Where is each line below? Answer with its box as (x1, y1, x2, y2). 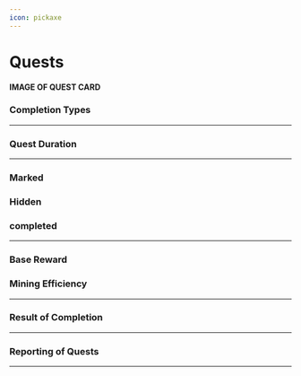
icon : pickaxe (9, 13, 63, 22)
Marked (9, 171, 44, 184)
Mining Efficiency (9, 277, 88, 290)
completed (9, 219, 57, 232)
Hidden (9, 196, 42, 207)
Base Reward (9, 253, 68, 266)
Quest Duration (9, 137, 78, 150)
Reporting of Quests (9, 345, 99, 357)
